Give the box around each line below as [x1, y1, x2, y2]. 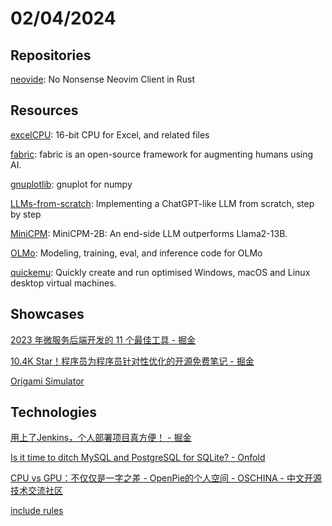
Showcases [10, 306, 85, 323]
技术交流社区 [10, 485, 63, 497]
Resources [10, 102, 79, 119]
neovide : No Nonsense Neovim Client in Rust [10, 73, 196, 85]
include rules [10, 505, 64, 517]
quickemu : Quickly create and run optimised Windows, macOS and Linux [10, 266, 311, 278]
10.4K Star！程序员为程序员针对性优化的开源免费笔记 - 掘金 [10, 355, 255, 367]
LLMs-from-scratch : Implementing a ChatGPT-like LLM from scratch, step [10, 197, 315, 209]
